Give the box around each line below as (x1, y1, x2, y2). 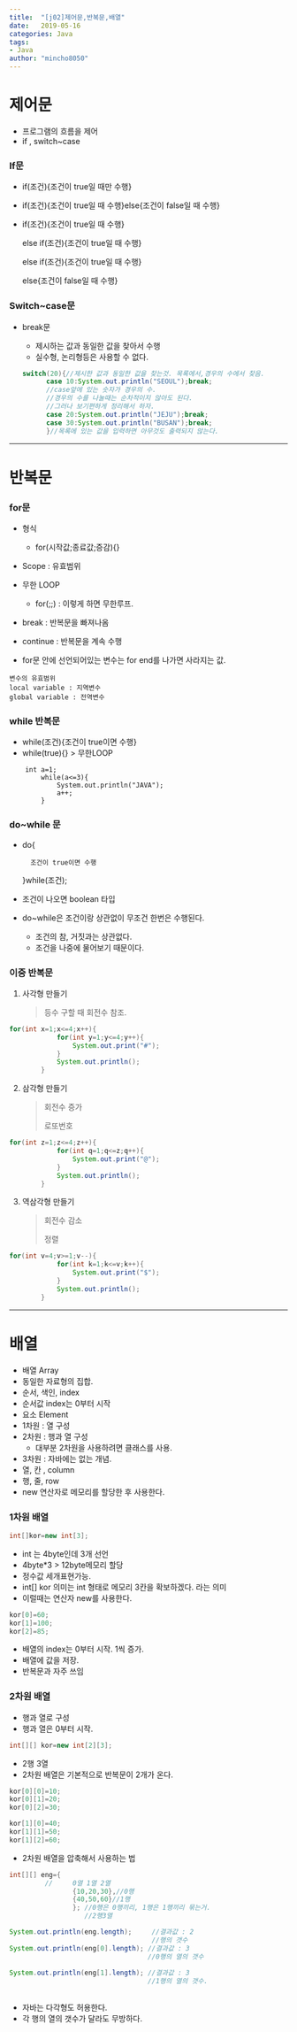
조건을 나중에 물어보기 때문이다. (34, 942, 144, 952)
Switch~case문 (9, 300, 76, 312)
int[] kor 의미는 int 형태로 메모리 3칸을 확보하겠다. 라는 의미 (21, 1582, 227, 1592)
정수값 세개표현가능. (21, 1570, 91, 1581)
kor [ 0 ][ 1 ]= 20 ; (9, 1795, 62, 1804)
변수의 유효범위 (9, 674, 56, 683)
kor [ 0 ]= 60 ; (9, 1610, 49, 1620)
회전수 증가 (43, 1102, 82, 1112)
